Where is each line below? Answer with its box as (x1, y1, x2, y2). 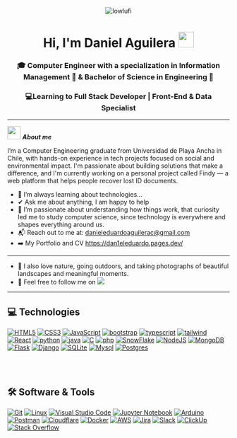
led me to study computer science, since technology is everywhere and (17, 213, 226, 221)
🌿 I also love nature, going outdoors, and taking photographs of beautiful (17, 262, 229, 270)
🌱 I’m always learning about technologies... (17, 190, 142, 199)
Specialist (101, 103, 136, 113)
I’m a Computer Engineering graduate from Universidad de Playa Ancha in (7, 146, 222, 155)
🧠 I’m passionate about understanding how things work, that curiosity (17, 205, 220, 214)
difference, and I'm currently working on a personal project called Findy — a (7, 169, 229, 178)
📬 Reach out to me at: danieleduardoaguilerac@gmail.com (17, 229, 190, 237)
